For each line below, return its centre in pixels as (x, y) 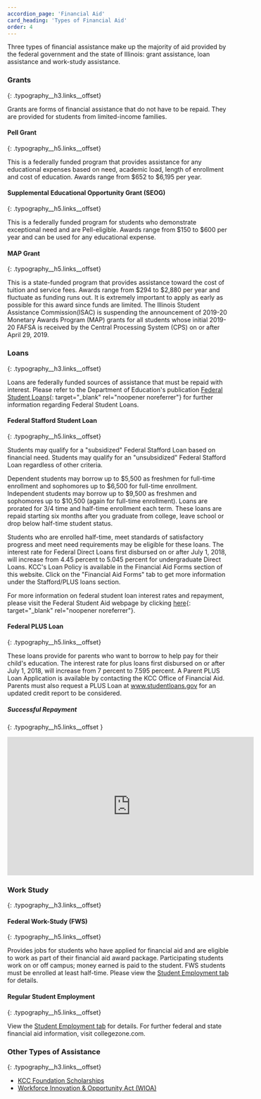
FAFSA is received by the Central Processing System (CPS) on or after (118, 327)
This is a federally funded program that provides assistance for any (104, 162)
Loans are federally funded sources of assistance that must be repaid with (115, 382)
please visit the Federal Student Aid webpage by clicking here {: (99, 603)
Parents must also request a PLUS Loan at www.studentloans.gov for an (112, 685)
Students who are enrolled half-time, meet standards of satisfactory (106, 537)
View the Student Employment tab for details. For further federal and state (115, 1026)
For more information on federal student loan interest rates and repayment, (116, 595)
